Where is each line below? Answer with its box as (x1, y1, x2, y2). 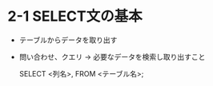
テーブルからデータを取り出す (18, 35, 118, 45)
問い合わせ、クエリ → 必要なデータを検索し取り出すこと (18, 52, 206, 61)
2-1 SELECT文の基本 (7, 7, 143, 25)
